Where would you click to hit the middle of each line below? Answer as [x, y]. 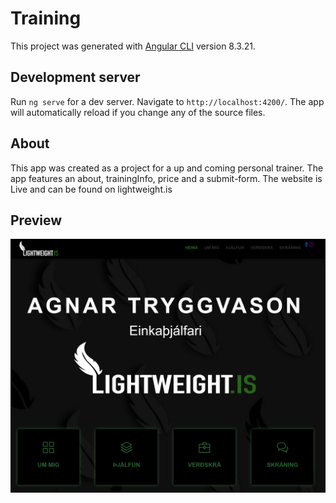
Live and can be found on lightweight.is [91, 189]
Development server [75, 77]
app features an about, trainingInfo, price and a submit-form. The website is [166, 178]
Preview [36, 220]
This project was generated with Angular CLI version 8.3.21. [133, 46]
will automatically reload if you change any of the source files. [138, 112]
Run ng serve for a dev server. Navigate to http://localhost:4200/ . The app [167, 101]
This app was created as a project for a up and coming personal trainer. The [167, 168]
